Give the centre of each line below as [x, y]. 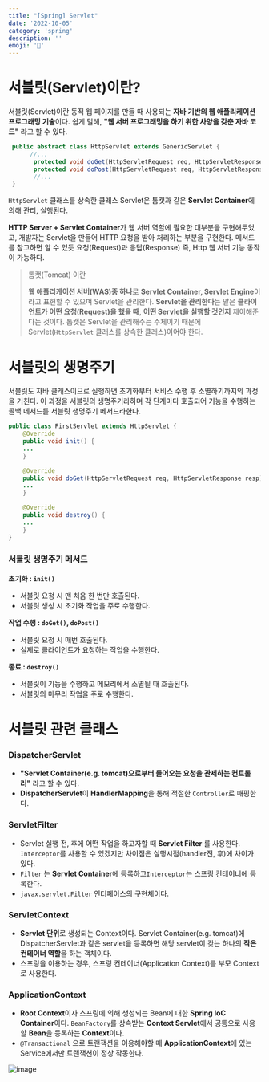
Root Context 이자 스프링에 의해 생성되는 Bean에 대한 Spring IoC [123, 1013]
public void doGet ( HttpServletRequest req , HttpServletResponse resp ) [143, 478]
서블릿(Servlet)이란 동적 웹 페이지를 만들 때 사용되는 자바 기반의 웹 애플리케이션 [132, 112]
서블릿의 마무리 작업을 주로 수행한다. [76, 694]
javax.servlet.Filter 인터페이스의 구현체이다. [94, 893]
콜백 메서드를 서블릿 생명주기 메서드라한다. [75, 411]
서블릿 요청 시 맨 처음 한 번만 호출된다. [80, 596]
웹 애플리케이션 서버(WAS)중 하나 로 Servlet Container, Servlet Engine [141, 292]
